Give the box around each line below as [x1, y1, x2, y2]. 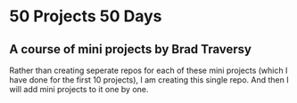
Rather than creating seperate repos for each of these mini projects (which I [9, 65, 288, 75]
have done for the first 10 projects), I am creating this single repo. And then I [9, 75, 289, 85]
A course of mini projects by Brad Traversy [9, 42, 252, 57]
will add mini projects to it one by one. [9, 84, 149, 94]
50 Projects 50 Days [9, 6, 162, 27]
